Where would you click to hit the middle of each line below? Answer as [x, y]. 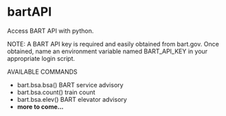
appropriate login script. [41, 58]
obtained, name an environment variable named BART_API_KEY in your [108, 51]
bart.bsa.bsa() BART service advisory [70, 85]
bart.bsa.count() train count [56, 92]
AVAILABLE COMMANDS [42, 72]
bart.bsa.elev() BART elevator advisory [72, 99]
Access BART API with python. [50, 31]
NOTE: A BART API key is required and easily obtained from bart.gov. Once [113, 44]
